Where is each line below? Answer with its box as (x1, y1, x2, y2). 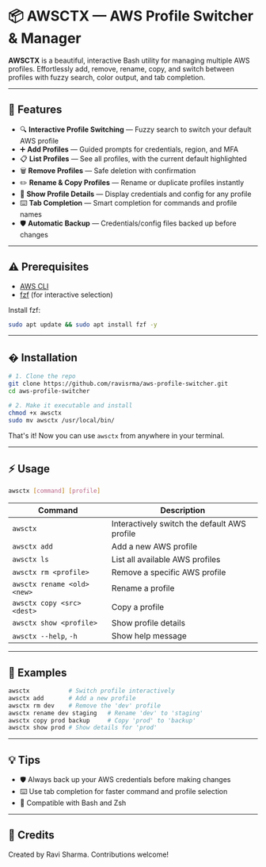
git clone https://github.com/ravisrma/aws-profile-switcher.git (8, 380, 228, 388)
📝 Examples (8, 665, 67, 680)
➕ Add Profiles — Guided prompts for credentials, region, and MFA (19, 144, 239, 154)
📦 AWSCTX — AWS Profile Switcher (8, 7, 254, 25)
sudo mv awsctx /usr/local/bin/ (8, 416, 115, 424)
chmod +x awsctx (8, 409, 62, 417)
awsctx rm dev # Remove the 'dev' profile (8, 701, 161, 710)
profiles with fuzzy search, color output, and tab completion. (8, 72, 206, 82)
